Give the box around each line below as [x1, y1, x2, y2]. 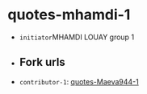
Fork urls [19, 55, 65, 69]
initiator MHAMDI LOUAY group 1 [19, 32, 135, 42]
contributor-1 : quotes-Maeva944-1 [19, 76, 139, 86]
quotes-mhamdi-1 [7, 6, 131, 24]
